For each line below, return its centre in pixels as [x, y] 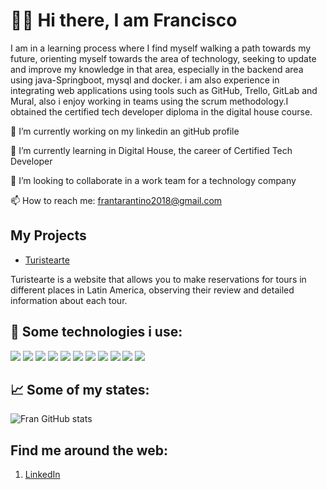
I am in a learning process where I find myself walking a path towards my [161, 48]
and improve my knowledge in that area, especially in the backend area [157, 69]
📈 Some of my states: [80, 389]
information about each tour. [69, 300]
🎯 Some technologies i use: [96, 332]
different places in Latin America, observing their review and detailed [152, 290]
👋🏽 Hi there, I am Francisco [124, 20]
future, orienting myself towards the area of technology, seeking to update [163, 58]
